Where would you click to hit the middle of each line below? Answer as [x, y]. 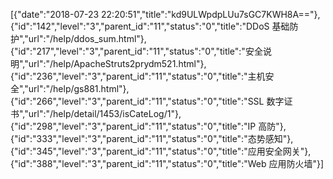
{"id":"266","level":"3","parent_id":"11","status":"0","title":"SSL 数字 [147, 101]
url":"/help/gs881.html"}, [79, 88]
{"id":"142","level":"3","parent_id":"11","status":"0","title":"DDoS [140, 26]
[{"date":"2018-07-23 [55, 14]
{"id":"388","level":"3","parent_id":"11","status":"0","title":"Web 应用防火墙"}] [167, 163]
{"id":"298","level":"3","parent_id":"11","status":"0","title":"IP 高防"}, [148, 126]
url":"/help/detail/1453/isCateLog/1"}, [105, 113]
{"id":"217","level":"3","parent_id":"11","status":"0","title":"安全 [136, 51]
